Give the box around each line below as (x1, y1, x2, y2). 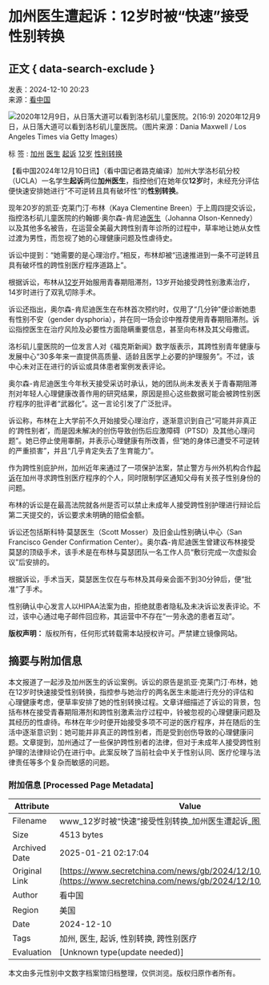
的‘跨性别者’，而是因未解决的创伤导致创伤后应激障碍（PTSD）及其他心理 (8, 426, 248, 435)
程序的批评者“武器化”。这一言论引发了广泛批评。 (14, 399, 176, 408)
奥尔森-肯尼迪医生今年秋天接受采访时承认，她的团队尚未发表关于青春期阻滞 (8, 379, 258, 388)
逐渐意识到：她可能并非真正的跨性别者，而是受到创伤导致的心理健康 (22, 727, 247, 737)
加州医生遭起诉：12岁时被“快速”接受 (8, 7, 249, 26)
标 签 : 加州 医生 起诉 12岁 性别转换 (8, 149, 122, 158)
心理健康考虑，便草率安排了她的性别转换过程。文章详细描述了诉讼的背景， (8, 697, 254, 706)
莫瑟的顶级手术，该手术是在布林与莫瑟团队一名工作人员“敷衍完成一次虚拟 (8, 547, 251, 556)
